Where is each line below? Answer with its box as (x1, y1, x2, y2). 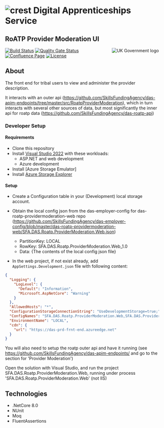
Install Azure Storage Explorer (12, 171, 72, 177)
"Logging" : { (9, 278, 36, 282)
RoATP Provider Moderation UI (5, 35, 100, 43)
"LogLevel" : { (14, 281, 42, 287)
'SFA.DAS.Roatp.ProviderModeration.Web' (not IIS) (5, 375, 107, 381)
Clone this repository (12, 145, 55, 151)
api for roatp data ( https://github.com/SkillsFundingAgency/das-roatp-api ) (5, 110, 154, 116)
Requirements (5, 134, 35, 140)
